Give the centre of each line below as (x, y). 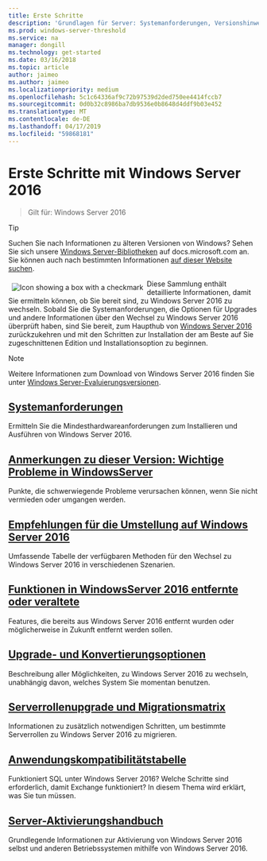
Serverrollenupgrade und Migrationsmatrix (117, 707)
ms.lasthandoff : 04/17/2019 (55, 126)
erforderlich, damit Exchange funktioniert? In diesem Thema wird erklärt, (127, 787)
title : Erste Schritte (46, 16)
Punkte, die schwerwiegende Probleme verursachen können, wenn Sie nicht (133, 491)
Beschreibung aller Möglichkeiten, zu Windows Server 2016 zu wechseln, (128, 673)
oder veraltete (44, 602)
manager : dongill (37, 45)
